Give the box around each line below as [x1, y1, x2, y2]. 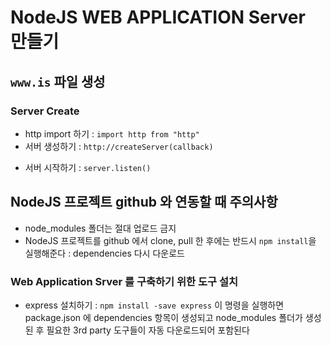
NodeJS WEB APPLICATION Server [10, 6, 306, 29]
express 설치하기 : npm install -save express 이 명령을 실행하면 [24, 299, 285, 311]
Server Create [10, 104, 80, 118]
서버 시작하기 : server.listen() [24, 161, 152, 173]
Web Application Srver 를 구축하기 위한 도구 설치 [10, 274, 239, 288]
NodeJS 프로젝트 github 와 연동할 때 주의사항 [10, 194, 278, 211]
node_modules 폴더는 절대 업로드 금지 [24, 222, 177, 234]
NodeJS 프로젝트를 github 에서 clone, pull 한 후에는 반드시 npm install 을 [24, 234, 317, 246]
